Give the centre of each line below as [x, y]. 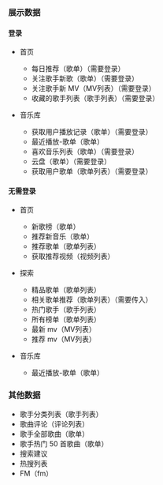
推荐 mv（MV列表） [63, 339]
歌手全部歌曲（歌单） [54, 434]
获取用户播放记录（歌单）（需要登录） [92, 132]
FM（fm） [36, 473]
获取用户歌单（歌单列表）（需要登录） [92, 171]
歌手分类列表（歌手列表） [61, 414]
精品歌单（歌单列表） [66, 290]
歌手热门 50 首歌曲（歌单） [64, 443]
